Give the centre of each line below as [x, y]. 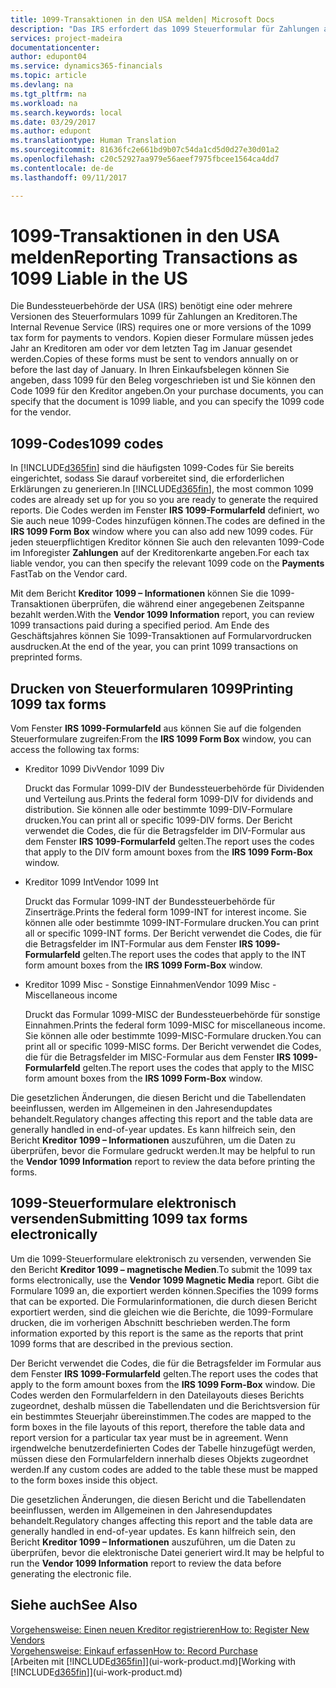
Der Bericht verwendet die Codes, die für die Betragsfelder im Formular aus [166, 1363]
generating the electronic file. [71, 1573]
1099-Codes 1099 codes [87, 443]
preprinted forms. [46, 657]
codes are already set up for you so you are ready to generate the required [164, 500]
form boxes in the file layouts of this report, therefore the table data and [157, 1427]
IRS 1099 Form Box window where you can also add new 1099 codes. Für [162, 532]
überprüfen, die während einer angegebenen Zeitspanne [188, 604]
